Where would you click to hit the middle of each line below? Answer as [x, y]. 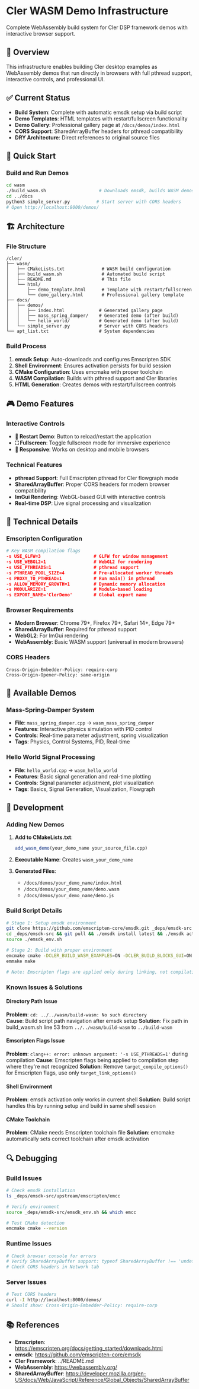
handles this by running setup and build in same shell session [81, 1106]
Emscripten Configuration [44, 538]
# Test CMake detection [36, 1223]
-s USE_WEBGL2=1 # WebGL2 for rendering [79, 562]
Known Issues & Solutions [44, 987]
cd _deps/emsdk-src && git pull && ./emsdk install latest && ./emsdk [95, 934]
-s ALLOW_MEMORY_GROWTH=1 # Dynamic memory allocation [86, 584]
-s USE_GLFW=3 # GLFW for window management [87, 557]
